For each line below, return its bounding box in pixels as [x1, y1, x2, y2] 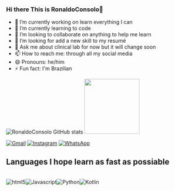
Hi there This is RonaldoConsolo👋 [6, 5, 104, 13]
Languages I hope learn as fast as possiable [6, 156, 170, 166]
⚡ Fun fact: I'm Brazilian [14, 65, 72, 72]
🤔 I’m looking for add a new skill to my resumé [14, 37, 126, 45]
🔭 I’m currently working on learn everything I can [14, 19, 133, 26]
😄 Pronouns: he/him [14, 59, 65, 66]
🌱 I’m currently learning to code [14, 25, 91, 32]
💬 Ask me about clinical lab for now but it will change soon [14, 43, 156, 50]
